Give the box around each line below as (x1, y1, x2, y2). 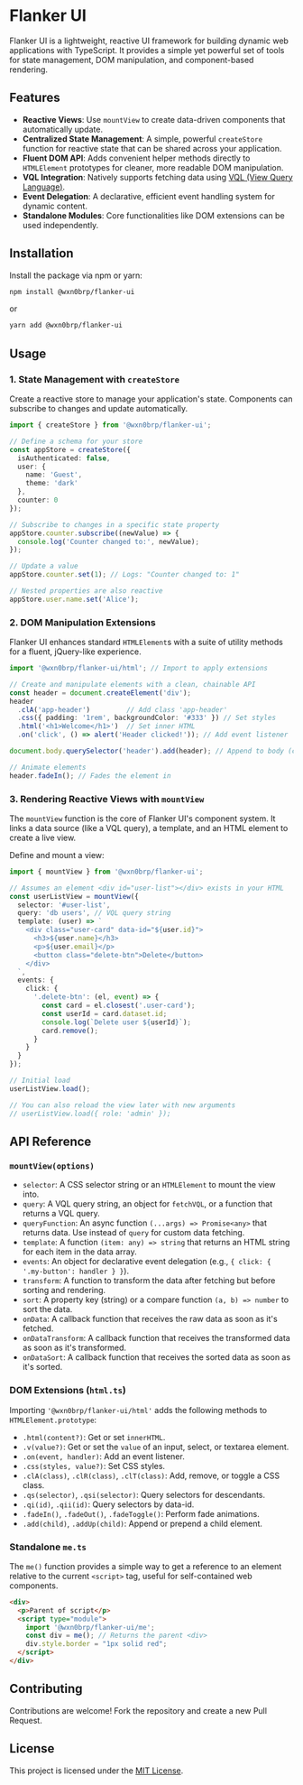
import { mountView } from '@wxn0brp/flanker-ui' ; (9, 867, 204, 876)
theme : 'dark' (25, 479, 78, 488)
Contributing (9, 1681, 83, 1697)
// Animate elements (9, 763, 87, 772)
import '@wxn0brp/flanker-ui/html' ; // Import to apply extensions (9, 664, 269, 673)
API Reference (9, 1133, 92, 1149)
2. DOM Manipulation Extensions (9, 615, 156, 628)
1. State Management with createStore (9, 373, 180, 385)
